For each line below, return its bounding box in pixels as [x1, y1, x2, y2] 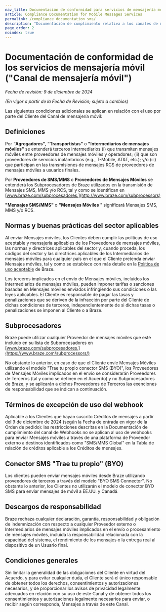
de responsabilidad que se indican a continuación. [5, 386, 108, 392]
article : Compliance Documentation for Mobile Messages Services [5, 12, 142, 17]
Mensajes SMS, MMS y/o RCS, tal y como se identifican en [5, 187, 125, 193]
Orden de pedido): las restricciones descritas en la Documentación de [5, 424, 148, 430]
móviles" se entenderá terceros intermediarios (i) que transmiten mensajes [5, 146, 159, 152]
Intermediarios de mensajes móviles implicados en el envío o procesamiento [5, 526, 161, 532]
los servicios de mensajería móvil [5, 62, 145, 73]
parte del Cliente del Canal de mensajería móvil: [5, 113, 103, 119]
